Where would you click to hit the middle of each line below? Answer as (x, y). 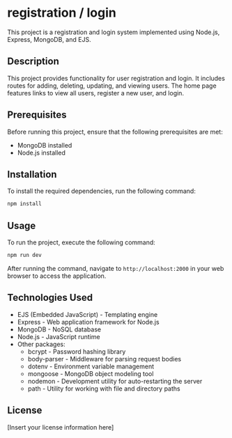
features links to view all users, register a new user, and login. (96, 93)
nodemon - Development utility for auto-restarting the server (115, 381)
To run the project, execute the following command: (81, 242)
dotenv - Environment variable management (91, 366)
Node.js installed (41, 152)
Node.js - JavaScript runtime (59, 336)
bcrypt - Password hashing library (77, 351)
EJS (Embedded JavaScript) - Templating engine (87, 314)
